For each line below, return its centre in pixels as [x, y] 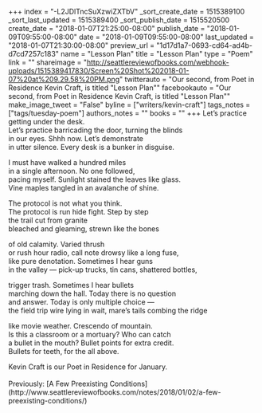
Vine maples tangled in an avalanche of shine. [84, 188]
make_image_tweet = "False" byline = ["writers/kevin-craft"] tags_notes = [129, 104]
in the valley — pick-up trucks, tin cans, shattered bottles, [103, 269]
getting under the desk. [47, 122]
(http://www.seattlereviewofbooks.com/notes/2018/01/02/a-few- [115, 392]
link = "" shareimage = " [48, 62]
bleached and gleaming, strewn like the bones [84, 229]
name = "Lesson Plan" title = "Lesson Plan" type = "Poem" [157, 54]
